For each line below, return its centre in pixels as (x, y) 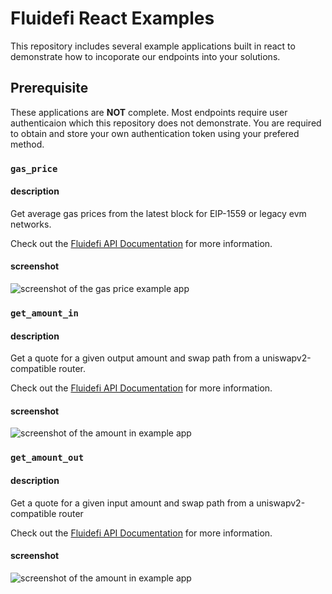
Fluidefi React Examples (112, 18)
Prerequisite (49, 88)
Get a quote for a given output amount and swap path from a (135, 358)
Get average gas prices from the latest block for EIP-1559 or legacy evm (158, 213)
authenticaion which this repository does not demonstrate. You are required (166, 123)
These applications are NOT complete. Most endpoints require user (149, 112)
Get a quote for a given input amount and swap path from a (132, 503)
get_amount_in (44, 313)
